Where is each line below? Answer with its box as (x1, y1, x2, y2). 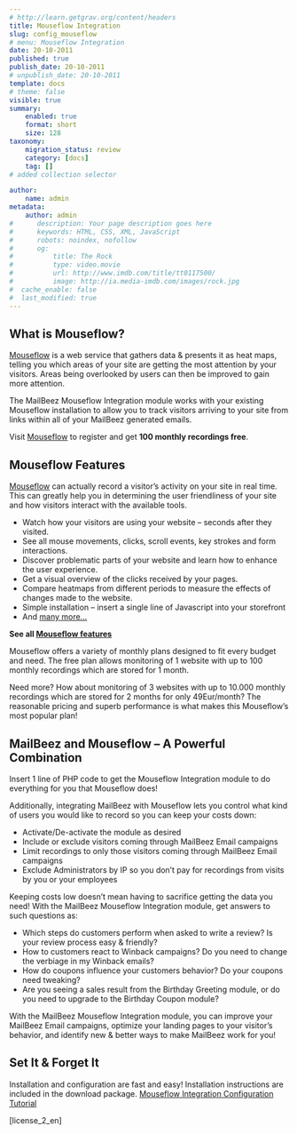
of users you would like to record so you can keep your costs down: (9, 810, 257, 820)
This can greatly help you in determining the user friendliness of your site (9, 491, 277, 501)
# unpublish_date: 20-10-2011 (9, 71, 121, 80)
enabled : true (25, 112, 77, 121)
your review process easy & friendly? (21, 937, 158, 947)
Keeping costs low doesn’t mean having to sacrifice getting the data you (9, 890, 273, 902)
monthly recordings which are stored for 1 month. (9, 665, 189, 675)
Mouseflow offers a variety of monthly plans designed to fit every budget (9, 646, 277, 657)
